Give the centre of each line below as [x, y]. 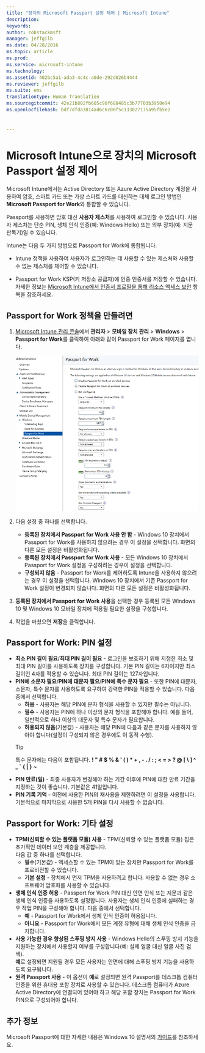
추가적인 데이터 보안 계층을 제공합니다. [61, 847]
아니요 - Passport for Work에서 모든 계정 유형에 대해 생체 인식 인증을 [107, 923]
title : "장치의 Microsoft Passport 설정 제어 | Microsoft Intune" [88, 13]
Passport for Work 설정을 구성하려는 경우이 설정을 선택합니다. [98, 565]
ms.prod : [17, 58]
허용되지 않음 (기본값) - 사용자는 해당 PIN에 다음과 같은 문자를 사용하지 [107, 727]
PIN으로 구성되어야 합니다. [46, 1000]
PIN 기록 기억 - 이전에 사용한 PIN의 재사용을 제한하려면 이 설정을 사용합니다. [106, 795]
